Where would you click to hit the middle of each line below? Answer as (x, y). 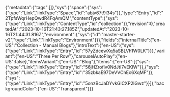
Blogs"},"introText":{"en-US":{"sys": (97, 45)
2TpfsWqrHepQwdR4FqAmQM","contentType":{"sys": (62, 18)
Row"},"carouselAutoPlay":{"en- (93, 56)
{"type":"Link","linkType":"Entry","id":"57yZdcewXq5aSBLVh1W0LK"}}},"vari (85, 51)
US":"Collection (22, 45)
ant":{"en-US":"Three (28, 56)
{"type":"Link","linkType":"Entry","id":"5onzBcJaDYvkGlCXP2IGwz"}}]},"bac (85, 83)
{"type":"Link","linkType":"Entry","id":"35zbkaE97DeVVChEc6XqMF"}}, (79, 72)
